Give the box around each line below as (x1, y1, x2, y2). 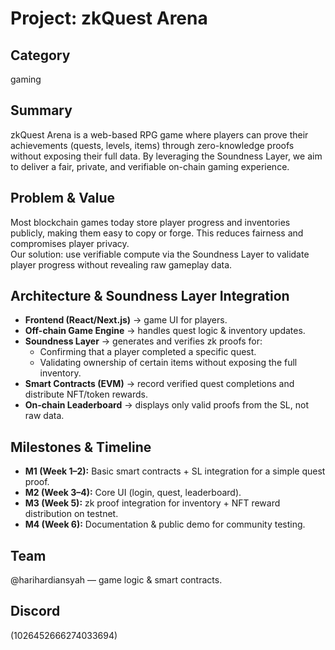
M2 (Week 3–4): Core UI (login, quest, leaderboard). (24, 487, 242, 499)
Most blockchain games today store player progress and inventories (10, 216, 291, 228)
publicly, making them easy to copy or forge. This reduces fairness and (10, 227, 304, 239)
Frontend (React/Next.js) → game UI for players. (24, 314, 228, 326)
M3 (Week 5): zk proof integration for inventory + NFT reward (24, 497, 281, 509)
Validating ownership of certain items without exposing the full (39, 357, 298, 369)
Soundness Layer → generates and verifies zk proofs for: (24, 335, 263, 347)
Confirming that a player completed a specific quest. (39, 346, 257, 358)
